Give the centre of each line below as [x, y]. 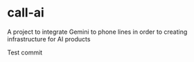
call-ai [26, 13]
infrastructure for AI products [49, 39]
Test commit [25, 52]
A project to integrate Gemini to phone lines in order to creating [97, 32]
